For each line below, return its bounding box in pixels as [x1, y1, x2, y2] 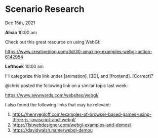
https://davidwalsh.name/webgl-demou [12, 127, 93, 133]
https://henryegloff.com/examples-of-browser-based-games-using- [12, 111, 152, 117]
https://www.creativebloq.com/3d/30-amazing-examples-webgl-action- [5, 48, 152, 54]
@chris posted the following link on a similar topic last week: [5, 83, 128, 89]
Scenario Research [5, 3, 85, 15]
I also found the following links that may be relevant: [5, 101, 111, 107]
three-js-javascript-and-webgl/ [12, 116, 76, 122]
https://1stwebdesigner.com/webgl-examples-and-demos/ [12, 122, 132, 128]
